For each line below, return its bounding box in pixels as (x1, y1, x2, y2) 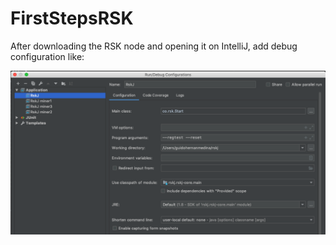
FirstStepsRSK (10, 7, 134, 30)
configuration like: (10, 50, 85, 62)
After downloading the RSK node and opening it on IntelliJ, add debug (10, 40, 298, 52)
